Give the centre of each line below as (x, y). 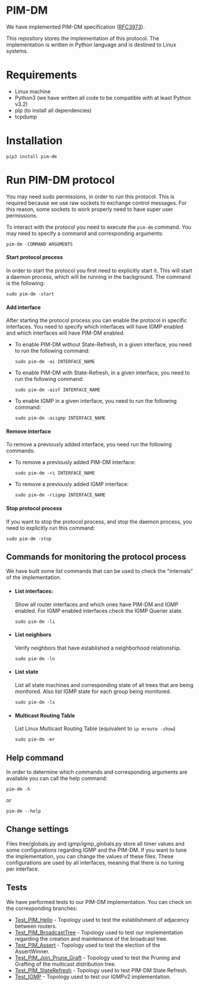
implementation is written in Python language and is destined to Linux (91, 45)
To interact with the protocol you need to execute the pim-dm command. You (99, 227)
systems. (17, 51)
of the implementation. (34, 578)
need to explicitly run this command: (50, 528)
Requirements (42, 75)
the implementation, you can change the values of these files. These (90, 856)
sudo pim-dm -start (30, 294)
